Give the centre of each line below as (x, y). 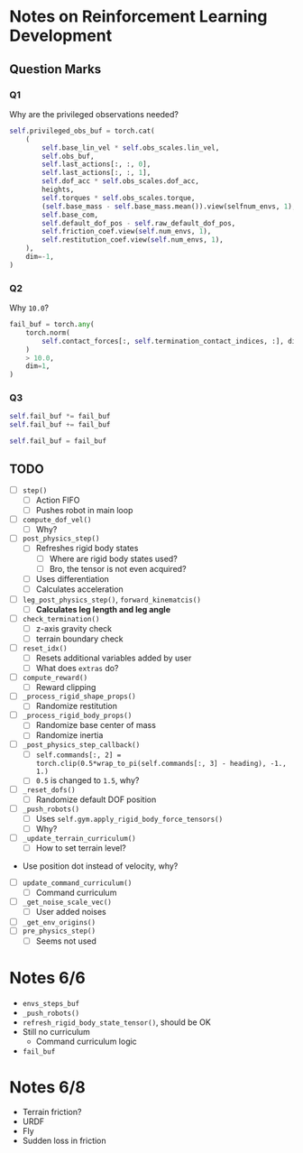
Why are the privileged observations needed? (94, 114)
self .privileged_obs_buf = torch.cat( (82, 131)
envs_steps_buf (51, 1003)
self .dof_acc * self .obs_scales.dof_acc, (121, 181)
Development (61, 36)
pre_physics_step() (59, 931)
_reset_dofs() (49, 790)
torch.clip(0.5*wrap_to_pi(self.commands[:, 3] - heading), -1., (161, 764)
